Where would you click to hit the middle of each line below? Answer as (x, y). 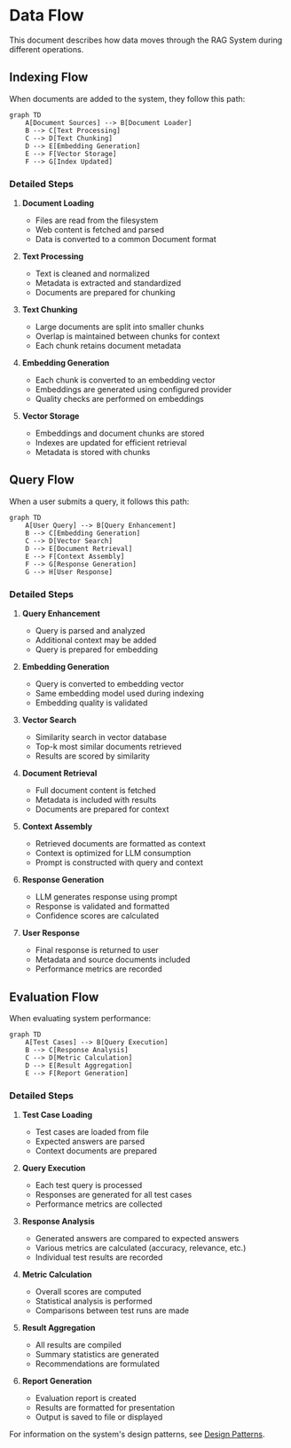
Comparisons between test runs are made (112, 1310)
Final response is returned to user (97, 950)
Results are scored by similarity (93, 756)
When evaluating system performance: (80, 1018)
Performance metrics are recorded (98, 969)
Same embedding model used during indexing (119, 694)
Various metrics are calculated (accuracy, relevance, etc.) (141, 1248)
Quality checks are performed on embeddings (119, 399)
